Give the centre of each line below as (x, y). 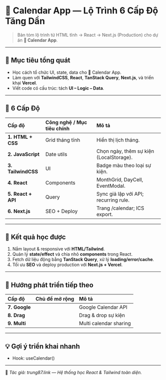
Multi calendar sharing (105, 324)
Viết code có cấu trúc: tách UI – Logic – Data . (58, 88)
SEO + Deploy (62, 211)
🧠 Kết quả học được (36, 237)
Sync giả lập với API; (120, 194)
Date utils (56, 154)
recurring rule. (113, 200)
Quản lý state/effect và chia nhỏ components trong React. (72, 254)
